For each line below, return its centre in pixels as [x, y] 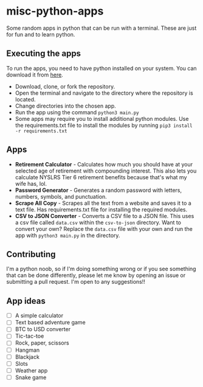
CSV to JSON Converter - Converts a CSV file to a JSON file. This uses [105, 216]
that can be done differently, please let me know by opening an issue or [96, 275]
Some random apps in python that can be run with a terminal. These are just [101, 28]
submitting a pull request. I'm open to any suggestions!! [76, 282]
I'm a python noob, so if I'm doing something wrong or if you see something [101, 269]
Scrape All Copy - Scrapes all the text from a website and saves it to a [103, 203]
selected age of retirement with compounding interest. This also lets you [106, 171]
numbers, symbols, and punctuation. [61, 196]
